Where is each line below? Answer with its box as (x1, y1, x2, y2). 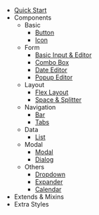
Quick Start (13, 6, 47, 14)
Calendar (34, 185, 62, 193)
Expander (34, 178, 63, 185)
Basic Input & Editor (34, 51, 92, 59)
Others (24, 163, 44, 171)
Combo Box (34, 58, 70, 66)
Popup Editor (34, 73, 73, 82)
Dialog (34, 155, 54, 164)
